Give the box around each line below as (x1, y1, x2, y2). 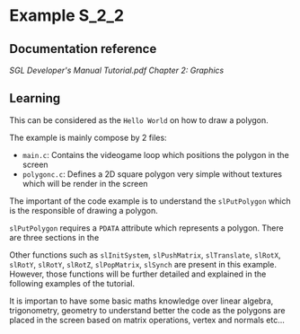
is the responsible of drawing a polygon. (9, 205, 159, 215)
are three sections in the (9, 232, 100, 242)
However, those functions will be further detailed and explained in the (9, 268, 267, 279)
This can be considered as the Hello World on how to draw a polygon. (9, 114, 269, 126)
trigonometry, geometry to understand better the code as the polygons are (9, 304, 286, 315)
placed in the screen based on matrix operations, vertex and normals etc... (9, 314, 286, 325)
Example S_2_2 (9, 5, 124, 26)
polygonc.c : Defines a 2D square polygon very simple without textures (22, 168, 283, 180)
